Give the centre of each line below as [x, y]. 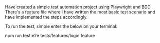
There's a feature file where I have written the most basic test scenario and [80, 12]
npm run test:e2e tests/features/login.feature [50, 36]
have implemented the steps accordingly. [46, 17]
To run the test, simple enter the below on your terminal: [61, 26]
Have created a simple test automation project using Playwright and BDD [78, 7]
